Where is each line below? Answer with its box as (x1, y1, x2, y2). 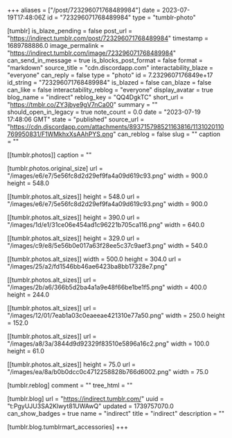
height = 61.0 (7, 347, 45, 355)
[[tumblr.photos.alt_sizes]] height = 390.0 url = (7, 213, 141, 221)
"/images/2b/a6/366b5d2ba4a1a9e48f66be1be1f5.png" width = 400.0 (7, 283, 208, 291)
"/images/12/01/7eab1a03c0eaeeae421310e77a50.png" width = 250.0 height (7, 312, 225, 319)
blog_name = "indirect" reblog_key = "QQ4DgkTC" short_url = (7, 93, 184, 101)
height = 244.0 (7, 291, 50, 298)
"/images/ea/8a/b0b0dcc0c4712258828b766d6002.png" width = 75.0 (7, 368, 209, 376)
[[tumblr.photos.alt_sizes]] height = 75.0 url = (7, 360, 136, 369)
